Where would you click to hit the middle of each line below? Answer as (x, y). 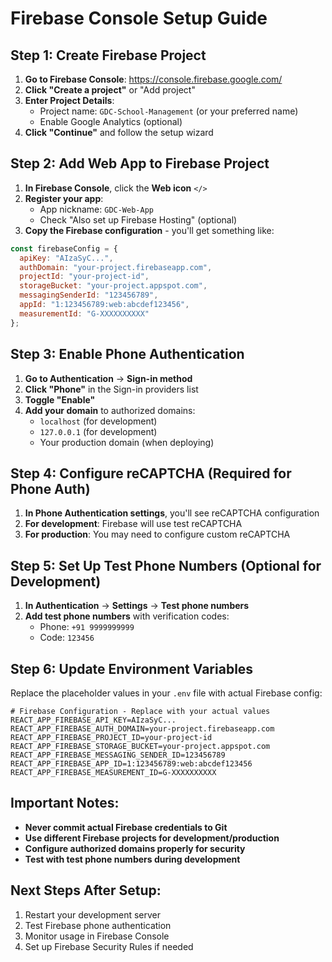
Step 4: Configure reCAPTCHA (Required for (151, 473)
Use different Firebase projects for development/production (152, 838)
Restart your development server (93, 914)
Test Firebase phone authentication (98, 925)
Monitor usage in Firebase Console (97, 936)
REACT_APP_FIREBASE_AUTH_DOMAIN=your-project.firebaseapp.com (142, 728)
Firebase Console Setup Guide (139, 18)
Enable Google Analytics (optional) (111, 121)
